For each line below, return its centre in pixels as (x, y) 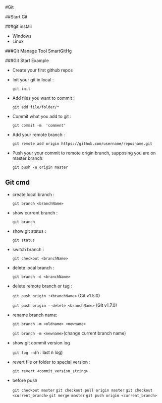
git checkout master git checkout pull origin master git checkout (82, 390)
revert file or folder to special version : (51, 362)
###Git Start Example (27, 61)
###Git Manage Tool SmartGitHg (38, 51)
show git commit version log (41, 342)
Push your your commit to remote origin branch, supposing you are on (84, 153)
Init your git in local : (33, 80)
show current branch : (35, 212)
